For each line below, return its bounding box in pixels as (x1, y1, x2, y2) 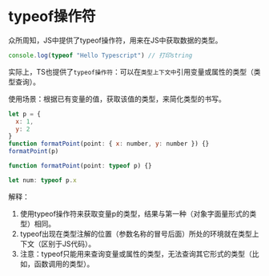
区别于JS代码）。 (41, 238, 96, 249)
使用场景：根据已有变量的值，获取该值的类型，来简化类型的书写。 (8, 94, 226, 103)
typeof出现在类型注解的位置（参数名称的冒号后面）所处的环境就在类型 (19, 229, 252, 238)
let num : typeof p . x (8, 176, 78, 185)
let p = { (8, 110, 42, 118)
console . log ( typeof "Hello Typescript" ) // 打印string (8, 51, 193, 59)
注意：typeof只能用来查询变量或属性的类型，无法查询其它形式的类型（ (19, 249, 252, 258)
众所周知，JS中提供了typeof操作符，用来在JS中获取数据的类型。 (8, 35, 223, 45)
